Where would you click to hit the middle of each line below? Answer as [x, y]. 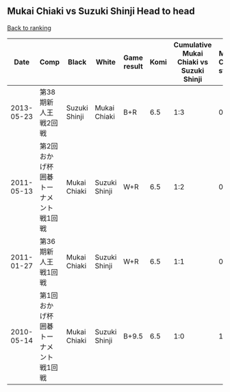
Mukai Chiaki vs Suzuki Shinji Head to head [101, 11]
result [133, 66]
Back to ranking [29, 27]
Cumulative [193, 45]
